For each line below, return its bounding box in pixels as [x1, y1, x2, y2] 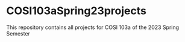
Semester [6, 30, 30, 37]
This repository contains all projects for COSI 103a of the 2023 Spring [6, 24, 180, 31]
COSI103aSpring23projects [6, 4, 146, 18]
